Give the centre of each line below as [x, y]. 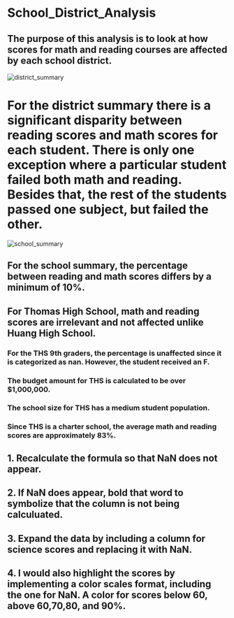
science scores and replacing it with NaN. [100, 549]
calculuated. [35, 515]
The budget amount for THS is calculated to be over [97, 380]
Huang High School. [52, 333]
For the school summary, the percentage [98, 266]
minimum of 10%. [46, 288]
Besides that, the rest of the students [117, 195]
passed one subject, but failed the [108, 209]
